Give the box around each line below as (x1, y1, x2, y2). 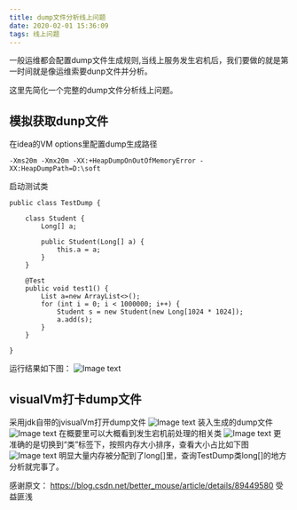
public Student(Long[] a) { (41, 237, 145, 247)
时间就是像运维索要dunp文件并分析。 (16, 66, 152, 76)
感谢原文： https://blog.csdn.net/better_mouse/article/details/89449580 (9, 481, 274, 490)
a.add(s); (56, 315, 93, 324)
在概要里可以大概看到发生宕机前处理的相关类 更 (59, 428, 282, 438)
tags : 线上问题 (9, 29, 60, 38)
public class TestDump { (9, 199, 101, 208)
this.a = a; (56, 245, 101, 254)
